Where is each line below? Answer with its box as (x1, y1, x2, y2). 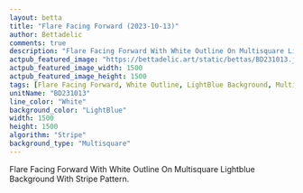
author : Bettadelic (9, 30, 83, 39)
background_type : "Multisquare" (9, 139, 131, 148)
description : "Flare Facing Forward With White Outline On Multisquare (9, 47, 284, 56)
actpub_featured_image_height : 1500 (9, 72, 147, 81)
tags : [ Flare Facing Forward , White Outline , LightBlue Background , (9, 80, 272, 89)
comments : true (9, 38, 67, 48)
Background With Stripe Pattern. (9, 173, 130, 184)
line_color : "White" (9, 96, 87, 106)
